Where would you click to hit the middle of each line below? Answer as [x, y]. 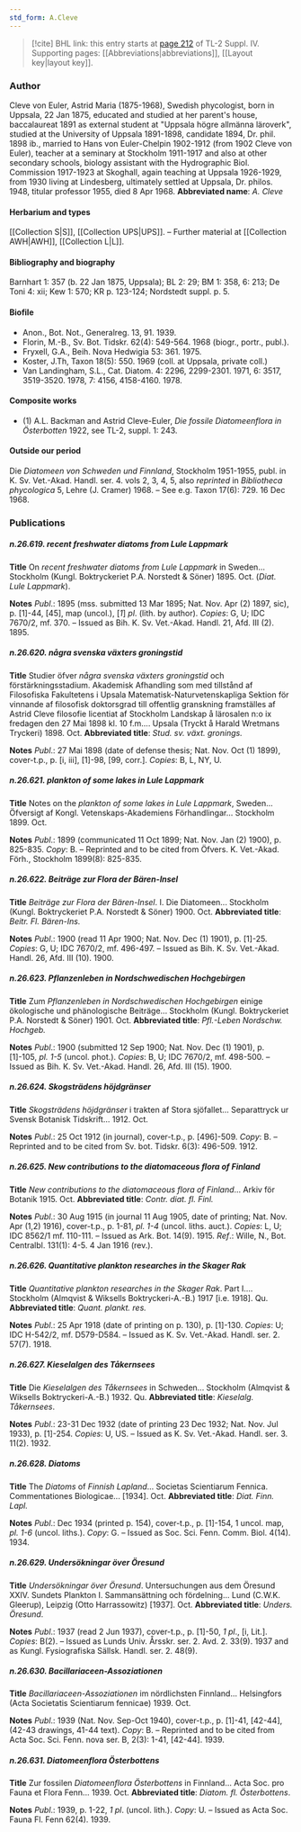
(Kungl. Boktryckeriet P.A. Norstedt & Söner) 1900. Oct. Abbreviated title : [145, 912]
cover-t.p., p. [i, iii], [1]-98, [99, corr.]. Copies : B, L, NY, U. [115, 759]
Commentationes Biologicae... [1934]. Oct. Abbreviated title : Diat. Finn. [142, 1495]
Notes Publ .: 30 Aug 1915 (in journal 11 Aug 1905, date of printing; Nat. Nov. [148, 1217]
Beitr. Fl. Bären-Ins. [45, 921]
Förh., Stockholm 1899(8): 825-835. [75, 858]
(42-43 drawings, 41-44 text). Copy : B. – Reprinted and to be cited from [142, 1730]
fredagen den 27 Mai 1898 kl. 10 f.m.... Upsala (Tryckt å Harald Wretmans [145, 723]
